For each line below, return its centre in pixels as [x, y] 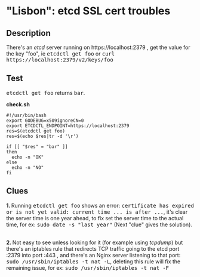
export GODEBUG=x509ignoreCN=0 [45, 121]
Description [28, 33]
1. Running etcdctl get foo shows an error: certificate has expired [100, 205]
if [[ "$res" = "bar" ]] [37, 147]
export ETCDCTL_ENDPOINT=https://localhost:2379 [68, 126]
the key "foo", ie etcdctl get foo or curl [61, 54]
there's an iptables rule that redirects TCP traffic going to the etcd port [93, 248]
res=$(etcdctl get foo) [36, 131]
